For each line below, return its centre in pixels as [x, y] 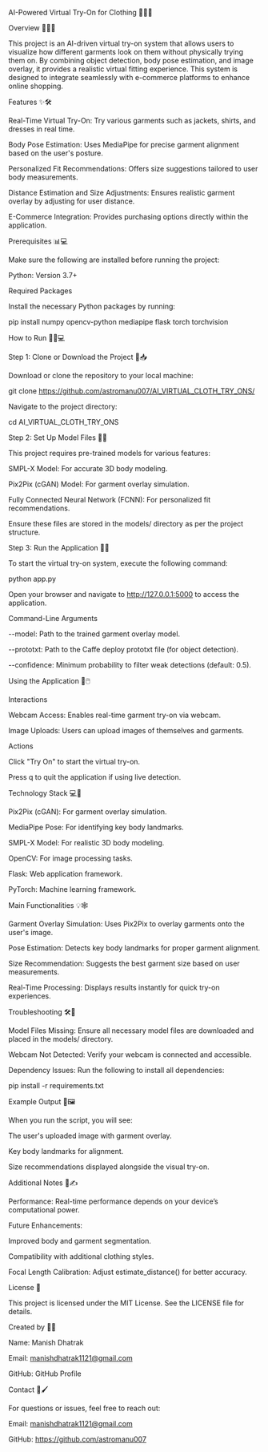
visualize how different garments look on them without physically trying [126, 52]
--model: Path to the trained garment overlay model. [94, 634]
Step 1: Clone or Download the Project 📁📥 [78, 357]
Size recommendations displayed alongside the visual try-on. [109, 1167]
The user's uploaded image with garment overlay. [90, 1135]
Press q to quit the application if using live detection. [95, 777]
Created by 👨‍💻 [32, 1327]
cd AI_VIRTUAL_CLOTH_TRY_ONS [64, 422]
